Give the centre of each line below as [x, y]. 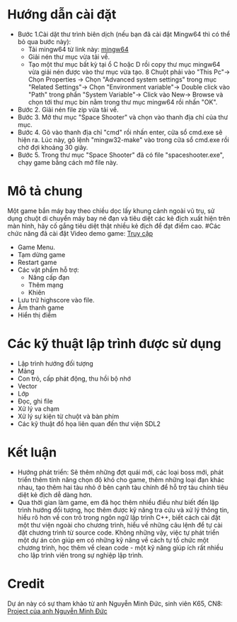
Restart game [37, 262]
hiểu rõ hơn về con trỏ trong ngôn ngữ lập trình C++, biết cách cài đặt [119, 517]
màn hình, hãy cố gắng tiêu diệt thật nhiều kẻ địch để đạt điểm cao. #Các [114, 226]
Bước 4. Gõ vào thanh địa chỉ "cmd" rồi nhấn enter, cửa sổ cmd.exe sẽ [120, 132]
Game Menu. [36, 247]
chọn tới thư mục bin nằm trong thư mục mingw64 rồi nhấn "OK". [123, 102]
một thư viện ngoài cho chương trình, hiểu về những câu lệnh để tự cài [120, 525]
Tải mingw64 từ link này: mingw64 [78, 49]
